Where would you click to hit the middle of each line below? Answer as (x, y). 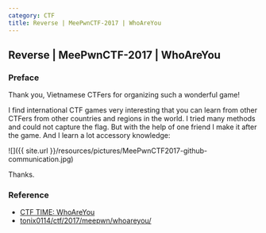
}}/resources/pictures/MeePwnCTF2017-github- (129, 151)
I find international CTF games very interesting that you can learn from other (133, 110)
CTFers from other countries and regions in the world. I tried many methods (132, 119)
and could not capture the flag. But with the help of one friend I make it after (133, 127)
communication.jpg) (41, 159)
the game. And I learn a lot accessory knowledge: (89, 136)
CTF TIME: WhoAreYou (57, 212)
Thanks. (21, 174)
